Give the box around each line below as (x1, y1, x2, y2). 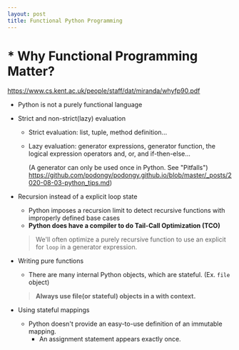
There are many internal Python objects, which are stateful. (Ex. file (28, 271, 230, 279)
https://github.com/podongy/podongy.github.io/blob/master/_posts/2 (28, 171, 232, 179)
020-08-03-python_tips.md (28, 179, 111, 187)
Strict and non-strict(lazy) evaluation (17, 114, 126, 123)
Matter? (7, 63, 56, 79)
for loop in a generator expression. (35, 243, 138, 251)
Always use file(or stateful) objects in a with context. (35, 292, 196, 301)
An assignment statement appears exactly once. (39, 335, 181, 344)
